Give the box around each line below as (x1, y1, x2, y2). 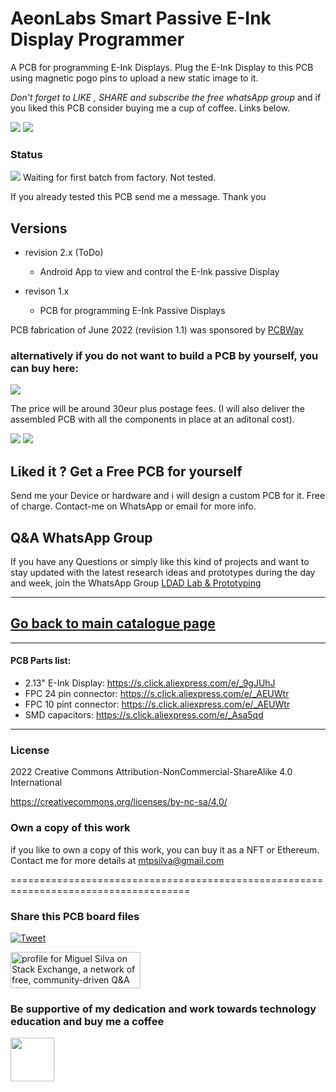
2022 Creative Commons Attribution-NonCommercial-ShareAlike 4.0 (10, 766, 293, 778)
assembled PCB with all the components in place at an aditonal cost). (10, 413, 295, 426)
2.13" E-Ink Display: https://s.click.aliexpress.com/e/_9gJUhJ (24, 677, 276, 689)
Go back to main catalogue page (10, 615, 216, 632)
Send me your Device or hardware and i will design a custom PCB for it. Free (10, 490, 326, 502)
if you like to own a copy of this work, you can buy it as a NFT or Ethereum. (10, 843, 320, 856)
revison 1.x (24, 285, 70, 297)
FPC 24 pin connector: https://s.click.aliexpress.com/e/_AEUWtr (24, 687, 290, 699)
